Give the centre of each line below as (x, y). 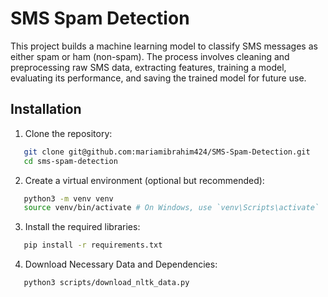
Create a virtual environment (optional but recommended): (144, 180)
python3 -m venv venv (68, 198)
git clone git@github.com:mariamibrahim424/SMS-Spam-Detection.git (167, 152)
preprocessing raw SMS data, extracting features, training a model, (148, 67)
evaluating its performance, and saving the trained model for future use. (158, 78)
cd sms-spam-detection (70, 161)
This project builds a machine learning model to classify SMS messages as (164, 46)
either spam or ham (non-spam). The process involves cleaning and (150, 56)
